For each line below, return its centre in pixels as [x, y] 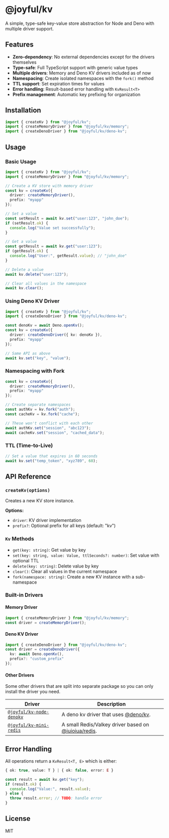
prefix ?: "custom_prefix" [37, 659]
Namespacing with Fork [35, 371]
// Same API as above [28, 353]
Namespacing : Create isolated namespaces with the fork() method [83, 78]
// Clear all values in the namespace [46, 283]
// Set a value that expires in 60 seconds [52, 456]
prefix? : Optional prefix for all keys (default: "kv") [64, 526]
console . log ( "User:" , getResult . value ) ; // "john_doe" [68, 256]
